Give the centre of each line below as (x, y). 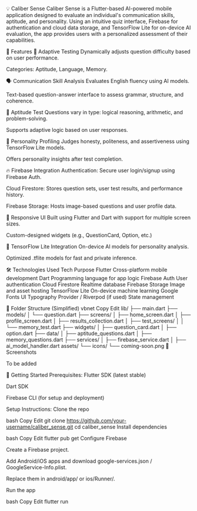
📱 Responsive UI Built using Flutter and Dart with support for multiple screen (98, 218)
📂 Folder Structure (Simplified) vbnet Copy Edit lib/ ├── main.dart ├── (92, 308)
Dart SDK (17, 386)
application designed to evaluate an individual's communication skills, (91, 15)
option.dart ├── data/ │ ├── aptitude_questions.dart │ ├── (79, 333)
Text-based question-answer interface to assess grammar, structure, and (95, 94)
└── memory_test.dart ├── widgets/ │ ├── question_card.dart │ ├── (91, 327)
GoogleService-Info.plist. (36, 467)
